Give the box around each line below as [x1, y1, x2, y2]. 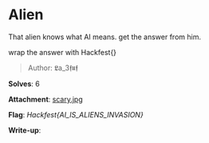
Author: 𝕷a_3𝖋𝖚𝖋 [27, 62, 78, 73]
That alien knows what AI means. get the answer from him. [8, 32, 202, 42]
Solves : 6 [8, 78, 40, 89]
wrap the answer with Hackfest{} [8, 47, 117, 57]
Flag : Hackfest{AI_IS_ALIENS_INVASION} [8, 109, 144, 119]
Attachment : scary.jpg [8, 94, 83, 104]
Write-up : [8, 125, 41, 135]
